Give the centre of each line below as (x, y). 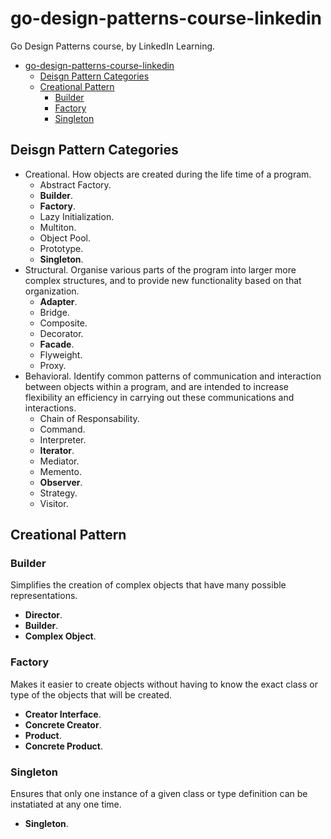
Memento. (60, 471)
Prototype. (61, 248)
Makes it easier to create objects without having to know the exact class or (164, 684)
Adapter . (58, 301)
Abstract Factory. (75, 184)
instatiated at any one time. (66, 804)
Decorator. (61, 333)
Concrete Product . (64, 746)
